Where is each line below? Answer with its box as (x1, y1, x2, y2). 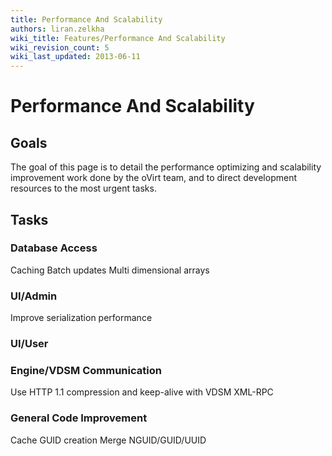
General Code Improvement (10, 411, 148, 425)
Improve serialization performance (10, 312, 153, 324)
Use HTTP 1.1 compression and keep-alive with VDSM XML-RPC (10, 386, 274, 398)
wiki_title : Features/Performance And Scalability (10, 33, 226, 43)
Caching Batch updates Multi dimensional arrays (10, 264, 210, 276)
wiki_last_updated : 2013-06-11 (10, 52, 141, 62)
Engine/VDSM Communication (10, 363, 162, 377)
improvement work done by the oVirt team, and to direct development (10, 172, 297, 184)
